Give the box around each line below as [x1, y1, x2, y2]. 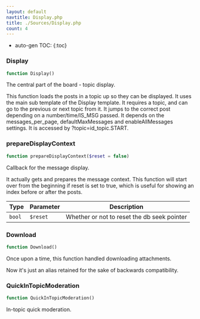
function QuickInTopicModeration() [6, 295, 95, 301]
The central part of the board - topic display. [6, 81, 115, 89]
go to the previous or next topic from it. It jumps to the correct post [6, 105, 171, 113]
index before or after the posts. [6, 188, 82, 195]
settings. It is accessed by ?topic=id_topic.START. [6, 124, 129, 132]
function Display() [6, 70, 55, 77]
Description [109, 202, 144, 211]
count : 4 [6, 25, 28, 32]
